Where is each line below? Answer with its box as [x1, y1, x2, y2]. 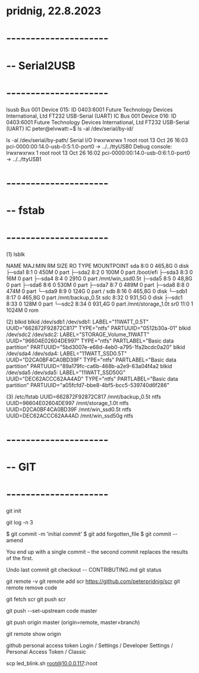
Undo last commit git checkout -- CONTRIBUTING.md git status [6, 566, 162, 573]
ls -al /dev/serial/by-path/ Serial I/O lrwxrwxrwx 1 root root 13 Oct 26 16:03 [6, 136, 188, 144]
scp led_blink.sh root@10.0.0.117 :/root [6, 660, 98, 667]
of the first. [6, 555, 34, 562]
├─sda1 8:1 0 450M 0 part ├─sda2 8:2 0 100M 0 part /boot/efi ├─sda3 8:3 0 [6, 268, 193, 276]
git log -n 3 [6, 519, 34, 526]
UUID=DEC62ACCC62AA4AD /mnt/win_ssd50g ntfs [6, 412, 134, 419]
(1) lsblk [6, 251, 26, 258]
